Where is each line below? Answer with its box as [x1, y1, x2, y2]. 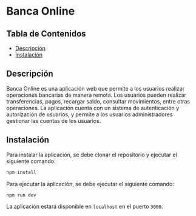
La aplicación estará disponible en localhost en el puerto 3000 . [6, 203, 163, 211]
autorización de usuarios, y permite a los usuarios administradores [6, 111, 173, 118]
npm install [6, 169, 36, 175]
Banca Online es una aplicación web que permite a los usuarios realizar [6, 85, 185, 92]
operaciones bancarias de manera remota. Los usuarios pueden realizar [6, 91, 187, 99]
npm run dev [6, 192, 36, 198]
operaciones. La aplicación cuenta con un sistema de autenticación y [6, 104, 180, 111]
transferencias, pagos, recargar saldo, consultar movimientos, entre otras [6, 97, 190, 105]
